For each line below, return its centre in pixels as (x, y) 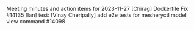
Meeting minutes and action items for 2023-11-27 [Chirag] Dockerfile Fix (97, 9)
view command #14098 (36, 21)
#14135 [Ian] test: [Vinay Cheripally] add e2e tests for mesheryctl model (97, 15)
